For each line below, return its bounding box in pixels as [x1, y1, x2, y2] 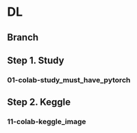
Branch [7, 32, 39, 43]
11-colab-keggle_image [7, 117, 87, 127]
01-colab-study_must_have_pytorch [7, 75, 131, 84]
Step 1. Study [7, 54, 64, 66]
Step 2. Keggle [7, 97, 71, 108]
